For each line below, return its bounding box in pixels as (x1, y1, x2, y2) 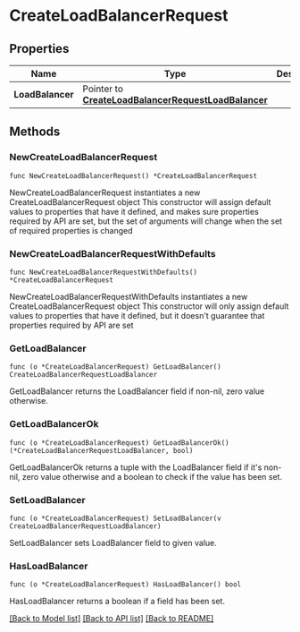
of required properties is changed (9, 225, 133, 235)
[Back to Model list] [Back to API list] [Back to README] (9, 613, 214, 624)
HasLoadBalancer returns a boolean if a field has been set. (9, 596, 226, 607)
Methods (9, 124, 61, 140)
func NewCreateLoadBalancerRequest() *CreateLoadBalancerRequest (9, 171, 257, 180)
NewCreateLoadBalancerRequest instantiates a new (9, 187, 201, 198)
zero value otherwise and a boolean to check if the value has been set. (21, 471, 283, 482)
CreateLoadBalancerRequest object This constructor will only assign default (9, 301, 289, 312)
